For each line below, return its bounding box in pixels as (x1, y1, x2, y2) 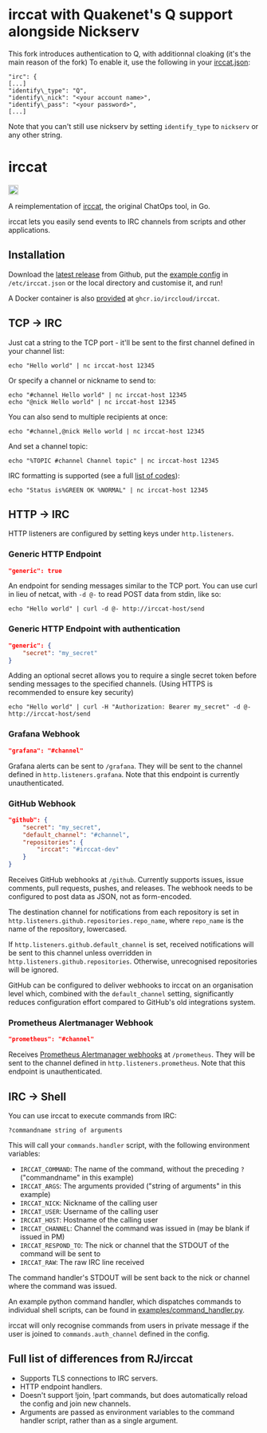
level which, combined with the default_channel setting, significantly (8, 989, 234, 998)
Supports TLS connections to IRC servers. (19, 1373, 158, 1383)
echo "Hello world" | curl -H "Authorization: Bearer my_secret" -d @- (8, 703, 251, 711)
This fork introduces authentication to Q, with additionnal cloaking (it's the (8, 49, 251, 58)
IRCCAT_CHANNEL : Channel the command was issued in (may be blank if (19, 1223, 250, 1233)
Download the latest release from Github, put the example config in (8, 269, 229, 279)
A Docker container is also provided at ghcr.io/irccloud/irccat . (8, 293, 221, 303)
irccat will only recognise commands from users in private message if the (8, 1321, 249, 1330)
